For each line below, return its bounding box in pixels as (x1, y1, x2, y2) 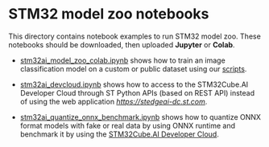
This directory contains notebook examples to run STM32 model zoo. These (8, 31, 262, 41)
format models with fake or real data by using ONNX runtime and (19, 120, 236, 130)
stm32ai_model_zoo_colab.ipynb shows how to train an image (19, 55, 226, 65)
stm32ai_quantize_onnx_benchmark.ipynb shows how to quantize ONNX (19, 112, 262, 121)
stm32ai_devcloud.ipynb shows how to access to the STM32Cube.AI (19, 80, 249, 89)
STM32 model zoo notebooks (8, 5, 209, 23)
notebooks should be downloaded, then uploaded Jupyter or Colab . (8, 39, 235, 49)
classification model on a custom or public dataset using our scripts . (19, 63, 247, 73)
